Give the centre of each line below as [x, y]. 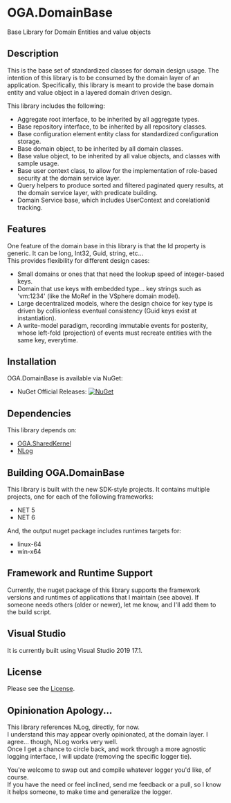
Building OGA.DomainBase [66, 473]
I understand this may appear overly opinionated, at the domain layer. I [108, 735]
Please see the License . [41, 689]
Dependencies [39, 413]
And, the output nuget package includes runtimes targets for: [94, 531]
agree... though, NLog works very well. [62, 742]
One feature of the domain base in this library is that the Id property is [107, 246]
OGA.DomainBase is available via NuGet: [65, 378]
